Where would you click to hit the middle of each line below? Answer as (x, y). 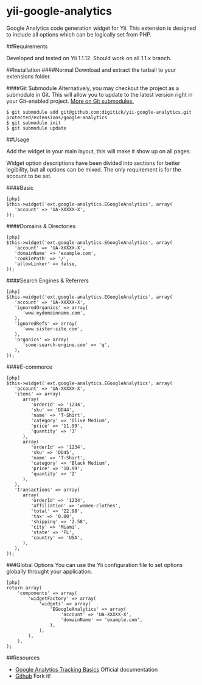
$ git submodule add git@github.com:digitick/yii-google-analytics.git (99, 112)
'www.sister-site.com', (53, 329)
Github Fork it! (33, 676)
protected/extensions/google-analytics (57, 117)
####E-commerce (30, 367)
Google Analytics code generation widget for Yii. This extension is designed (101, 28)
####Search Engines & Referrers (48, 280)
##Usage (18, 139)
